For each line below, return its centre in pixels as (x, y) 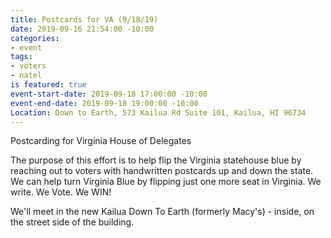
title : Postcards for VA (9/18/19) (84, 19)
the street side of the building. (72, 222)
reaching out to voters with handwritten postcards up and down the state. (162, 171)
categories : (35, 38)
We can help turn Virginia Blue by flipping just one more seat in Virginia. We (166, 182)
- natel (26, 76)
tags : (21, 57)
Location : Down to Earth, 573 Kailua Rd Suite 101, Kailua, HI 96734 (158, 112)
